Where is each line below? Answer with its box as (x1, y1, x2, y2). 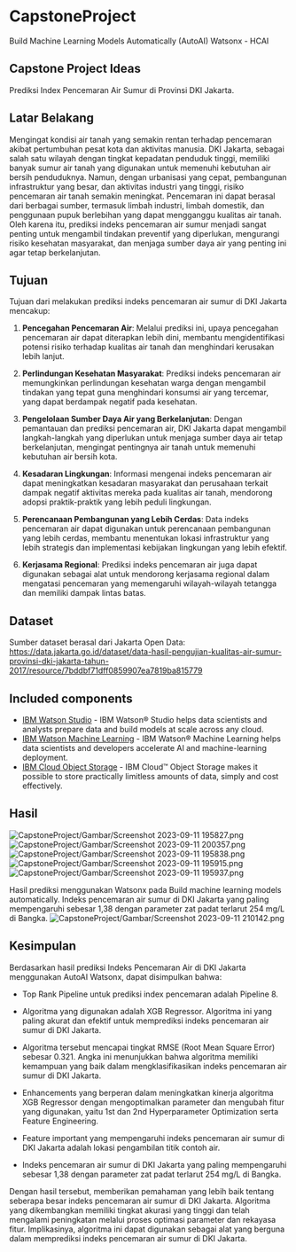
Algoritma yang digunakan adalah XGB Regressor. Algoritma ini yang (21, 1006, 273, 1016)
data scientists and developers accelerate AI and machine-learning (21, 743, 268, 753)
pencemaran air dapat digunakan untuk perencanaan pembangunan (21, 523, 271, 534)
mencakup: (9, 306, 51, 317)
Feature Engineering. (21, 1115, 99, 1126)
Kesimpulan (9, 938, 77, 954)
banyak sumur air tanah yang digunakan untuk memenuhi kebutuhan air (9, 162, 271, 173)
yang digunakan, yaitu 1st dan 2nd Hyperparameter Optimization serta (21, 1106, 279, 1116)
